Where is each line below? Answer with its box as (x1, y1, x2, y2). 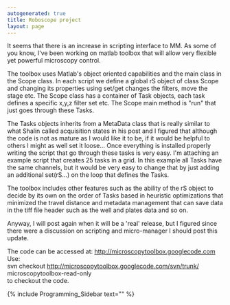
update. (7, 234, 29, 242)
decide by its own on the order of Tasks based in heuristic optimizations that (7, 191, 224, 200)
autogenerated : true (7, 10, 67, 17)
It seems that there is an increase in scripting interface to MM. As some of (7, 42, 216, 50)
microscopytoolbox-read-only (7, 269, 92, 277)
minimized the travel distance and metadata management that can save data (7, 199, 223, 207)
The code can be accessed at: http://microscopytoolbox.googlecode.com (7, 247, 216, 255)
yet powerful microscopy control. (7, 56, 101, 65)
